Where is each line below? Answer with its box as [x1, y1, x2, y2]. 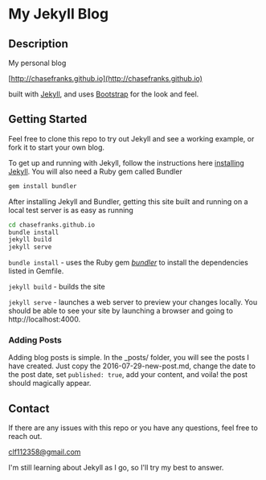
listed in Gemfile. [8, 266, 64, 276]
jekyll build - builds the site [8, 282, 106, 292]
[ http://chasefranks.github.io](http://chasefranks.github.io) [8, 74, 203, 83]
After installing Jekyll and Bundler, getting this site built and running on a [8, 196, 248, 206]
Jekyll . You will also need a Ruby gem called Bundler [8, 166, 182, 176]
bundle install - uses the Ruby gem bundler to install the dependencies [8, 258, 249, 268]
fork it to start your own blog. [8, 142, 105, 152]
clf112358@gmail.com [8, 447, 81, 457]
